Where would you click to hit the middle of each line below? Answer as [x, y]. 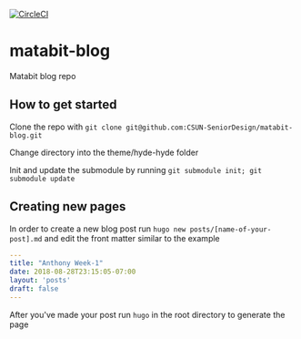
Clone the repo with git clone [66, 127]
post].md [26, 239]
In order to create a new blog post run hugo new [98, 229]
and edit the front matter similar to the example [132, 238]
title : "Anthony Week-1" [56, 263]
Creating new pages [68, 206]
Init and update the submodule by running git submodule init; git [135, 169]
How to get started [63, 105]
